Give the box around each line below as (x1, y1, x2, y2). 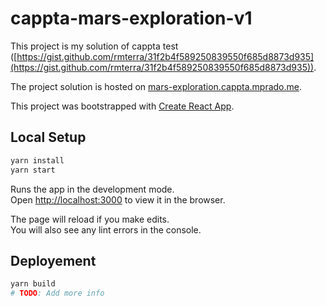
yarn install (10, 155, 65, 166)
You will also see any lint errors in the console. (10, 223, 202, 236)
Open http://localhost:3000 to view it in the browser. (10, 193, 226, 206)
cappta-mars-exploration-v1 (10, 7, 253, 30)
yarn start (10, 165, 56, 175)
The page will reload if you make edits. (10, 213, 170, 225)
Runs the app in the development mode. (10, 183, 175, 195)
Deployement (10, 252, 97, 269)
